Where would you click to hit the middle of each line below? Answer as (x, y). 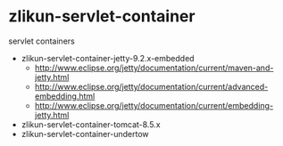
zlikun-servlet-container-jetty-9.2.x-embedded (108, 58)
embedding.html (65, 96)
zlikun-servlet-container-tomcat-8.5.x (91, 124)
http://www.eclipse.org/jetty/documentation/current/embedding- (154, 105)
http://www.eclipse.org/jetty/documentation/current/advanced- (151, 86)
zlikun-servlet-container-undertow (85, 134)
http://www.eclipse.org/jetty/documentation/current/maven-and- (154, 68)
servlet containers (42, 41)
